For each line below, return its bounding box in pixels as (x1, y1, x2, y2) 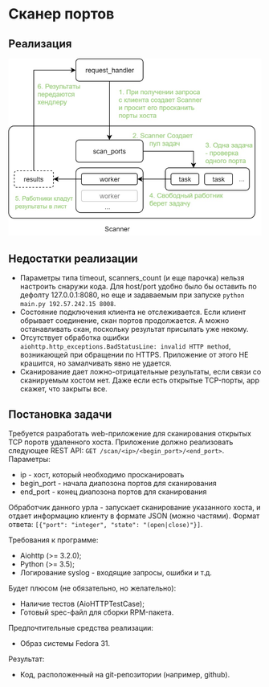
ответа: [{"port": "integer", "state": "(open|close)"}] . (8, 520, 203, 530)
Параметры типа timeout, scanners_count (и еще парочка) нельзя (19, 273, 245, 283)
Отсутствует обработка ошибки (19, 333, 130, 342)
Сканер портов (8, 5, 115, 23)
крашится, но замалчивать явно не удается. (19, 358, 172, 368)
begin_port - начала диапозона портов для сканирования (19, 479, 217, 489)
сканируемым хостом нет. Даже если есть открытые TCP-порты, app (19, 375, 259, 386)
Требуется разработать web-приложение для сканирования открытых (8, 429, 251, 439)
